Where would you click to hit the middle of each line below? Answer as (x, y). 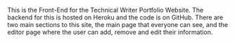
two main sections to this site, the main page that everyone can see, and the (118, 25)
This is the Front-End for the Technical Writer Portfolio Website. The (106, 10)
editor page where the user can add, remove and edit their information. (110, 32)
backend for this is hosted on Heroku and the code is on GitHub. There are (115, 17)
